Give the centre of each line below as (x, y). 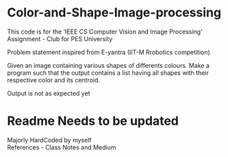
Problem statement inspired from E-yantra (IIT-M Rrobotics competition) (109, 52)
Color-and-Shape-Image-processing (114, 13)
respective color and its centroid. (54, 80)
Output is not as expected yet (49, 93)
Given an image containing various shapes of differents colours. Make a (109, 65)
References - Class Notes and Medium (62, 147)
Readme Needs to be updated (93, 121)
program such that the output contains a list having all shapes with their (108, 73)
